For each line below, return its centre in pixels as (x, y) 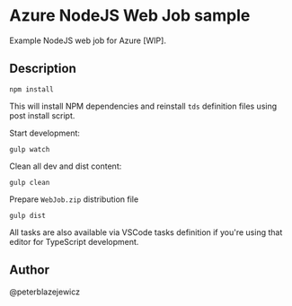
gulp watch (30, 149)
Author (29, 270)
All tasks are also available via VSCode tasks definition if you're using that (146, 232)
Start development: (45, 133)
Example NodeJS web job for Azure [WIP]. (88, 40)
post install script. (42, 115)
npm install (31, 89)
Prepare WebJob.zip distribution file (74, 199)
